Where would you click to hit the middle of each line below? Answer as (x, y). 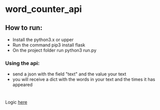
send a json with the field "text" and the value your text (69, 74)
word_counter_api (44, 9)
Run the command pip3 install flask (49, 45)
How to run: (24, 28)
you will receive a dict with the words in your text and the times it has (84, 79)
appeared (22, 85)
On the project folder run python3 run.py (54, 50)
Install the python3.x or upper (43, 39)
